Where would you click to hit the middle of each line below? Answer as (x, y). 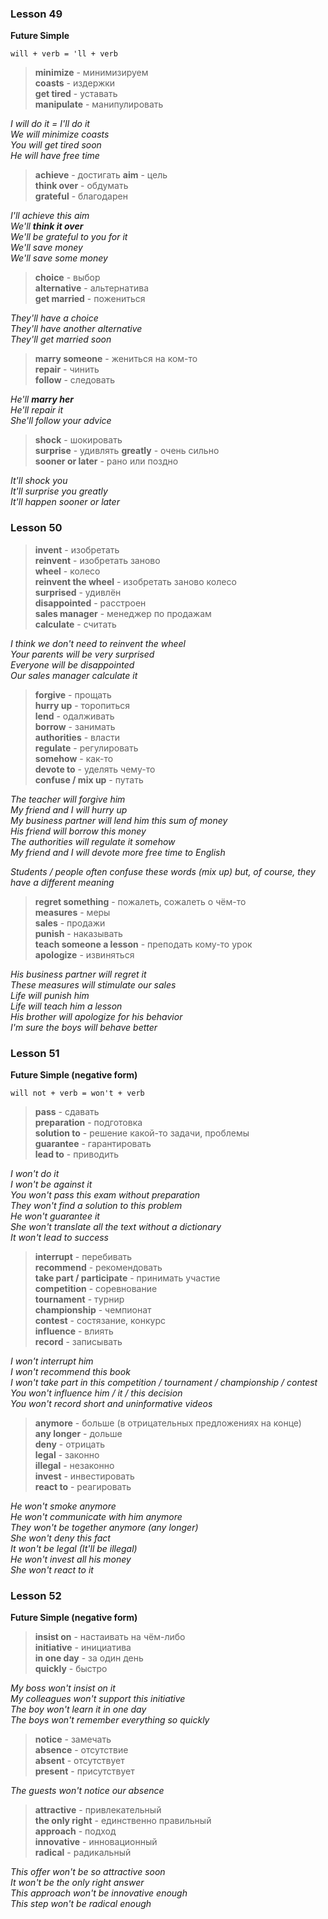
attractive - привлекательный (98, 1810)
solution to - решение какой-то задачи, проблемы (142, 1133)
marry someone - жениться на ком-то (116, 359)
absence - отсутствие (81, 1750)
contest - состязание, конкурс (100, 1320)
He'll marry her (42, 399)
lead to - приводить (77, 1154)
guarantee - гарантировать (93, 1143)
